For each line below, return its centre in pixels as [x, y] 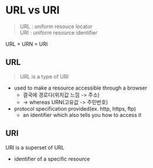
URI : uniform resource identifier [59, 32]
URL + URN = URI [27, 44]
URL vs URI [33, 10]
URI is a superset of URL [35, 148]
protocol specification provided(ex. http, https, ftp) [75, 108]
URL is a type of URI [44, 76]
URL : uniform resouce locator [56, 26]
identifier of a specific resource [52, 159]
